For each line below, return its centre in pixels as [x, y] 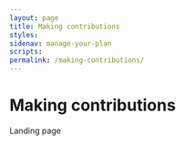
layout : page [34, 18]
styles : [24, 35]
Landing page [36, 130]
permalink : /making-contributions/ [77, 60]
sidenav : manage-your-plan [61, 43]
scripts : [26, 52]
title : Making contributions [65, 26]
